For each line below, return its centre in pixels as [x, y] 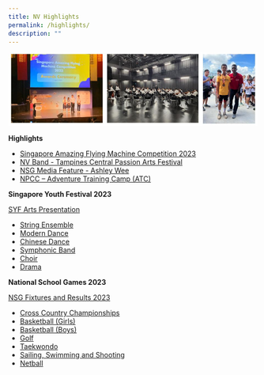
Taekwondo [39, 347]
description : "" [35, 33]
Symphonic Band [47, 250]
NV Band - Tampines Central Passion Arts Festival [101, 162]
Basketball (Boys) [48, 330]
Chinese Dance [45, 242]
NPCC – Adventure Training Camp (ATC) [85, 179]
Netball [31, 363]
